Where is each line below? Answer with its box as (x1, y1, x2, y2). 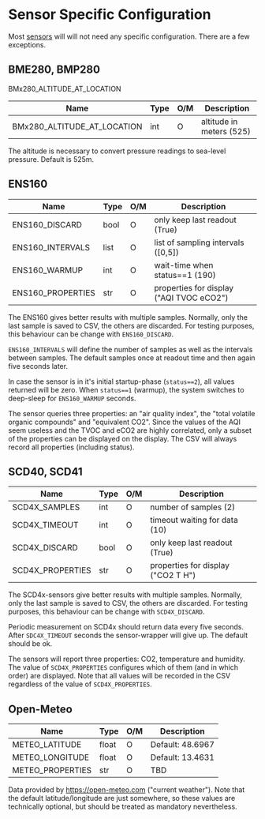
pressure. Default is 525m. (8, 154, 95, 163)
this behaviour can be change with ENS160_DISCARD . (8, 329, 174, 339)
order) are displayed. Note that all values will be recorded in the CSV (8, 671, 231, 681)
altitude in (200, 116, 238, 127)
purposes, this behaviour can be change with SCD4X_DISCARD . (8, 607, 205, 617)
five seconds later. (8, 361, 69, 370)
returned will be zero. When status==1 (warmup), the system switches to (8, 385, 244, 394)
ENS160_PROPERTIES (12, 287, 96, 298)
